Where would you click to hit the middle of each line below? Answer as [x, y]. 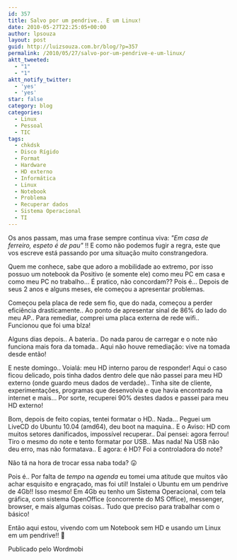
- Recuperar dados [42, 205]
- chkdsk [27, 146]
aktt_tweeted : [29, 60]
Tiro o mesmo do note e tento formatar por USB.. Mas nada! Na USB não [114, 441]
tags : [16, 139]
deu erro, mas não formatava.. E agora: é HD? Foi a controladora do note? [116, 449]
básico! [19, 514]
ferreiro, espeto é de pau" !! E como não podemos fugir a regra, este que [114, 245]
